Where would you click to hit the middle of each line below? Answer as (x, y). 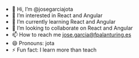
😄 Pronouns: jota (33, 43)
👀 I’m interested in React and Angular (57, 15)
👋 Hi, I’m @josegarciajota (42, 9)
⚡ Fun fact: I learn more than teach (54, 50)
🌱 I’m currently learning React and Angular (64, 22)
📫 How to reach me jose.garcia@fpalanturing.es (72, 35)
